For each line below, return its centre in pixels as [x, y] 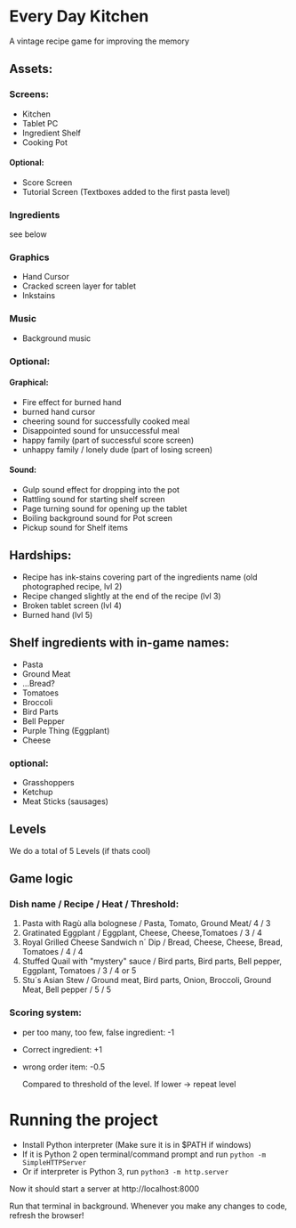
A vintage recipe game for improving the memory [99, 41]
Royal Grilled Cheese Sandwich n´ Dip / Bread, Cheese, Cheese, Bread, [152, 942]
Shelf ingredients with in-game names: [119, 643]
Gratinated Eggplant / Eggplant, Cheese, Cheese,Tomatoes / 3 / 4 [142, 933]
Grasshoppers [48, 782]
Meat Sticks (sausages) [65, 801]
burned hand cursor [59, 411]
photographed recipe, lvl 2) [72, 586]
